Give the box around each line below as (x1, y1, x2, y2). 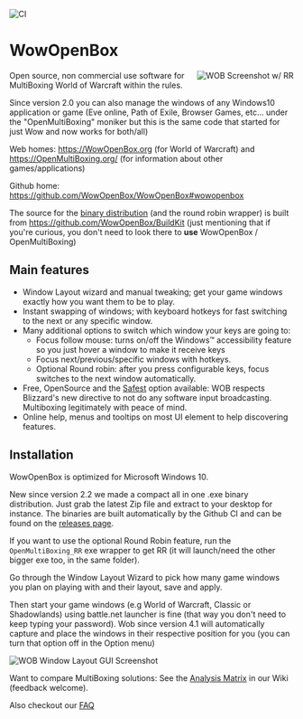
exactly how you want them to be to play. (22, 296, 176, 307)
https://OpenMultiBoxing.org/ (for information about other (9, 153, 224, 164)
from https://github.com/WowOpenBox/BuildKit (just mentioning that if (9, 217, 271, 228)
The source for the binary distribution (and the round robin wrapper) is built (9, 207, 289, 218)
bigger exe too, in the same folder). (9, 554, 140, 565)
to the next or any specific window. (22, 315, 153, 326)
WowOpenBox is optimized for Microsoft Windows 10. (9, 471, 209, 482)
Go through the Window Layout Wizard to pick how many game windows (9, 572, 280, 582)
